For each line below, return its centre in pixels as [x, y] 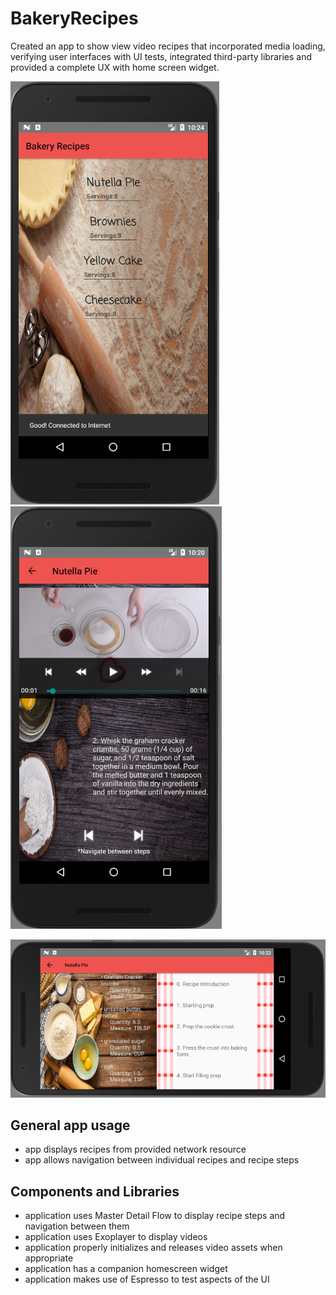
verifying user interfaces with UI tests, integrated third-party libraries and [161, 56]
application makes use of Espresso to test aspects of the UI [147, 1279]
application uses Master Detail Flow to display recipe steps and [155, 1216]
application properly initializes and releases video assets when [153, 1248]
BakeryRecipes [74, 18]
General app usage [70, 1125]
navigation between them [77, 1226]
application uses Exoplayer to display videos [116, 1237]
